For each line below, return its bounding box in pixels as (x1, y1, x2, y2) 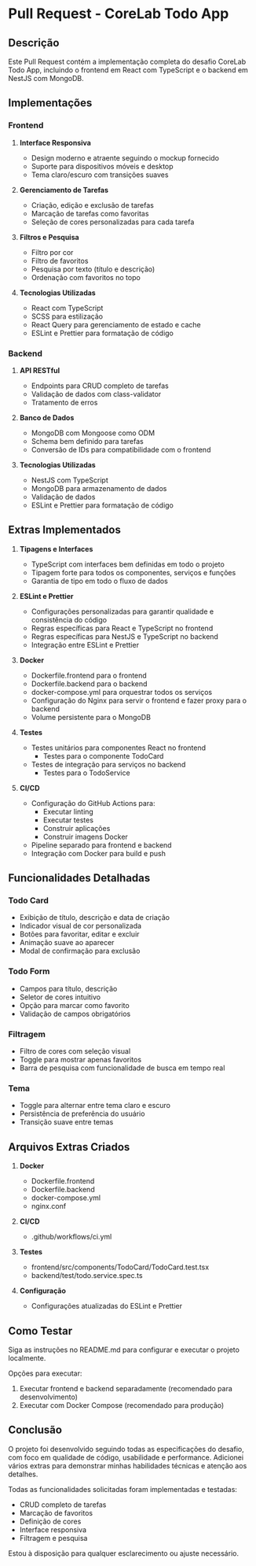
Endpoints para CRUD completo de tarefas (31, 381, 169, 390)
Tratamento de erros (31, 397, 98, 407)
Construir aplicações (42, 823, 111, 833)
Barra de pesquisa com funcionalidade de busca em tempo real (19, 1063, 225, 1073)
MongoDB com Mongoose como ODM (31, 428, 155, 438)
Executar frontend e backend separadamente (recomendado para (19, 1384, 233, 1393)
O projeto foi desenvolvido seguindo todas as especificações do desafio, (8, 1444, 245, 1453)
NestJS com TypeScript (31, 475, 108, 485)
